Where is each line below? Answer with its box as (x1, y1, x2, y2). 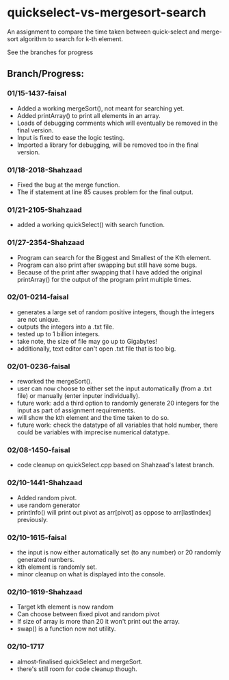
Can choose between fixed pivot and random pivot (16, 610, 160, 618)
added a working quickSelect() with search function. (16, 221, 165, 229)
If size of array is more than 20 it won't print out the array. (16, 618, 180, 626)
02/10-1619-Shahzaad (7, 587, 83, 596)
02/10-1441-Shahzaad (7, 478, 83, 488)
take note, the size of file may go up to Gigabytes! (16, 337, 157, 345)
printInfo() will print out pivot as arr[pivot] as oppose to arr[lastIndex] (16, 508, 211, 516)
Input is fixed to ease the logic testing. (16, 133, 125, 141)
